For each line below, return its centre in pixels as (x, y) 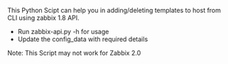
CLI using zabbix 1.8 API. (43, 18)
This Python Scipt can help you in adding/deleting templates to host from (114, 10)
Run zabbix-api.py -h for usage (63, 32)
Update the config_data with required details (83, 39)
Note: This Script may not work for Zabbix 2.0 (74, 53)
